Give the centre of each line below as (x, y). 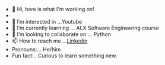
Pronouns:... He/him (36, 49)
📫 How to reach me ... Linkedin (50, 41)
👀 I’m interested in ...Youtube (47, 22)
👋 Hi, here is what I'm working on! (53, 9)
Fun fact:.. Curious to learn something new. (64, 56)
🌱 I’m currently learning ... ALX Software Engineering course (85, 28)
